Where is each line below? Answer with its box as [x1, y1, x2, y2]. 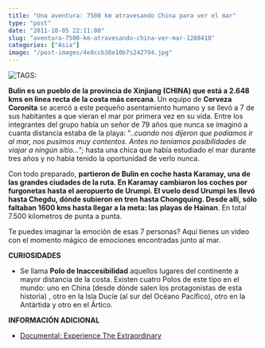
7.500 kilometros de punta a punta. [8, 212, 123, 221]
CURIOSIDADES [8, 251, 61, 260]
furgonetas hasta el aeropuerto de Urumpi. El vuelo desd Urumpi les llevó [8, 186, 255, 195]
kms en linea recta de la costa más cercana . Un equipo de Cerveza [8, 95, 232, 104]
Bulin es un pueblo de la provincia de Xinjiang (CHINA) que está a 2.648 [8, 86, 250, 96]
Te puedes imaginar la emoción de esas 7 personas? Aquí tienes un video [8, 227, 250, 236]
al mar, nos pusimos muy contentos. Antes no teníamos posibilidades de [8, 137, 247, 146]
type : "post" [8, 19, 52, 27]
